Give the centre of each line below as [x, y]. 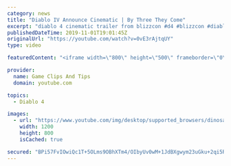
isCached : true [41, 139]
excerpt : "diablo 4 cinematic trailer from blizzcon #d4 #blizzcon [106, 26]
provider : [21, 70]
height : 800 [36, 133]
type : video [24, 45]
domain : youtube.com [43, 83]
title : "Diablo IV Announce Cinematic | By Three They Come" [97, 20]
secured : [20, 152]
